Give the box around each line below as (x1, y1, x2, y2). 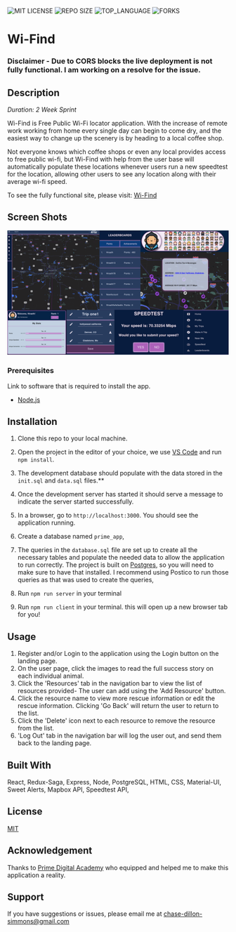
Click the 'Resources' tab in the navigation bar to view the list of (17, 679, 202, 688)
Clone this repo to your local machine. (17, 434, 128, 442)
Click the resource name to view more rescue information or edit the (17, 694, 216, 702)
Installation (7, 415, 58, 428)
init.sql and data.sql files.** (17, 476, 105, 485)
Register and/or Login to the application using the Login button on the (17, 650, 219, 658)
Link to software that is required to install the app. (7, 381, 151, 390)
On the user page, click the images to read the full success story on (17, 664, 214, 673)
